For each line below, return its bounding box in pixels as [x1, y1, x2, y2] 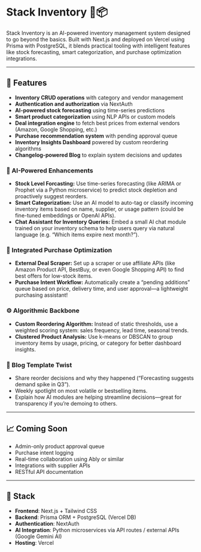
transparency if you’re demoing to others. [14, 399, 118, 407]
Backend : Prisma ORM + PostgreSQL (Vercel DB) [14, 514, 136, 521]
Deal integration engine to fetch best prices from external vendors [14, 119, 180, 127]
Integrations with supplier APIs [14, 461, 91, 469]
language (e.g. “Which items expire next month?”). [14, 231, 139, 238]
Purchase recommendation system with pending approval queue [14, 132, 178, 139]
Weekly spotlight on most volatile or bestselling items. [14, 387, 148, 394]
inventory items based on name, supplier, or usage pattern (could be [14, 205, 184, 213]
